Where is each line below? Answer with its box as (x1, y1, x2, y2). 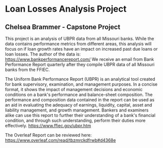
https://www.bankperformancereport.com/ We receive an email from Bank (5, 56, 154, 62)
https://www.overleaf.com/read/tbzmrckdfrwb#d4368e (5, 137, 116, 143)
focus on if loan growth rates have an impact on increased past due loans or (5, 46, 158, 52)
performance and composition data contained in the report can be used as (5, 97, 155, 103)
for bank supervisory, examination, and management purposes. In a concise (5, 81, 158, 87)
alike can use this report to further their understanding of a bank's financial (5, 112, 156, 118)
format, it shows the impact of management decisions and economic (5, 87, 143, 92)
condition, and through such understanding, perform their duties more (5, 118, 146, 123)
